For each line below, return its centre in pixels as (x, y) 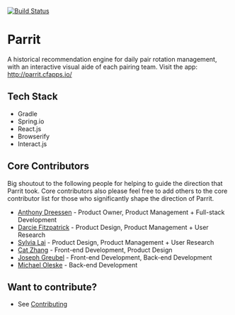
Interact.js (32, 144)
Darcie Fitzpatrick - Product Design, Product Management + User (113, 227)
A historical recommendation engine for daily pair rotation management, (112, 59)
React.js (29, 128)
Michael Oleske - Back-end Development (78, 265)
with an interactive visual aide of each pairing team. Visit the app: (103, 67)
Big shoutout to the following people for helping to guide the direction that (115, 183)
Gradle (27, 114)
